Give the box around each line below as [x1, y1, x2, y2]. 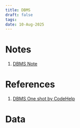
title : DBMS [5, 7, 31, 13]
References [5, 79, 55, 90]
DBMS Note [12, 61, 38, 67]
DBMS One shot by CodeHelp [12, 96, 75, 102]
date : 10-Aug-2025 [5, 22, 44, 27]
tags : [5, 17, 17, 22]
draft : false [5, 12, 33, 17]
